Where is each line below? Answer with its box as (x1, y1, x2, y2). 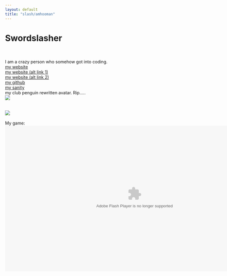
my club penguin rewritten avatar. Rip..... (5, 90, 86, 96)
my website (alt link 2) (5, 74, 49, 80)
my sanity (5, 85, 25, 90)
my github (5, 80, 25, 86)
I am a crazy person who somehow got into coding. (5, 59, 108, 65)
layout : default (5, 7, 38, 12)
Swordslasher (5, 33, 63, 44)
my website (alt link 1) (5, 69, 49, 75)
